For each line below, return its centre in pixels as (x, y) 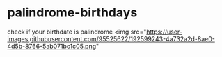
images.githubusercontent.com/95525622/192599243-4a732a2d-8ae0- (111, 38)
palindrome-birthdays (72, 13)
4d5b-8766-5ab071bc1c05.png (52, 46)
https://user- (164, 32)
